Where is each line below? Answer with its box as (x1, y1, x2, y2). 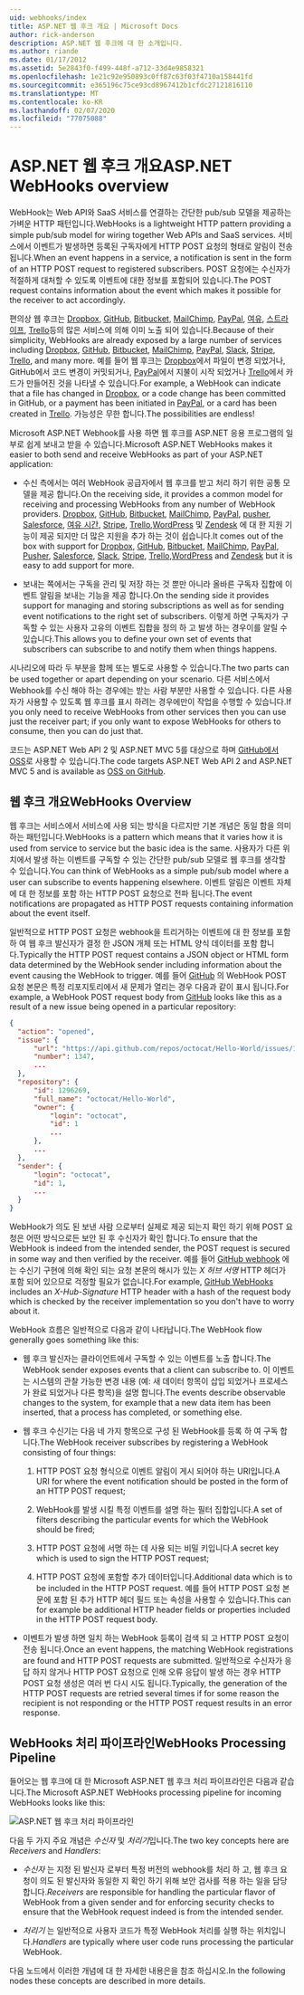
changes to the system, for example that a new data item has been (22, 1398, 271, 1408)
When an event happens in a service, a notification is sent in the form (33, 253, 292, 263)
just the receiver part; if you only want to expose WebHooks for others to (9, 716, 281, 727)
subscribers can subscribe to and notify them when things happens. (22, 644, 278, 654)
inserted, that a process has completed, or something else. (22, 1407, 242, 1417)
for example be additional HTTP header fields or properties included (35, 1604, 291, 1615)
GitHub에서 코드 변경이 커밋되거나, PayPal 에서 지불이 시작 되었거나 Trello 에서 (9, 367, 284, 377)
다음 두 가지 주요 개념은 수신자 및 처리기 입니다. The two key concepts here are (9, 1835, 290, 1846)
